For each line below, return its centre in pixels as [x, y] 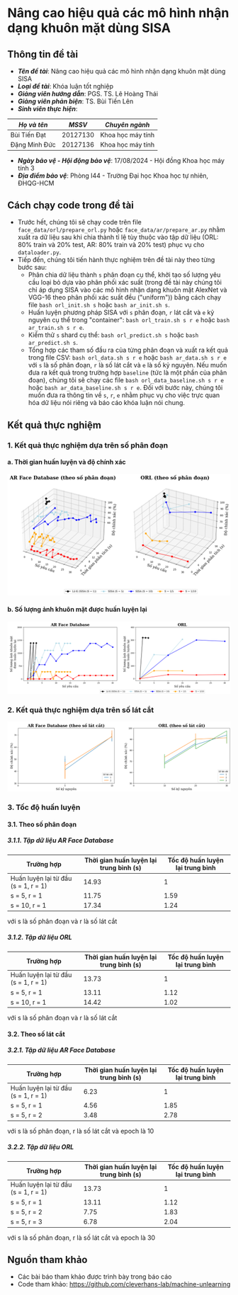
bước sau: [32, 268]
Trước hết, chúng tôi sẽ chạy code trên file [79, 222]
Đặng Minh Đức [33, 144]
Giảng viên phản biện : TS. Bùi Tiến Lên [75, 101]
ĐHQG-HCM [36, 183]
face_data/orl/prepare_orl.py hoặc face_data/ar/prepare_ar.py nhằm [121, 230]
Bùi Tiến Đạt [28, 135]
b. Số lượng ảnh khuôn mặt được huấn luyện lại [77, 610]
